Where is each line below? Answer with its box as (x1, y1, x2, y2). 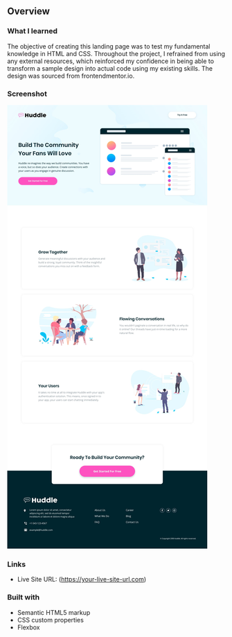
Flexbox (17, 623, 40, 631)
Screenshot (7, 89, 47, 98)
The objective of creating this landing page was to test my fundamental (7, 42, 211, 51)
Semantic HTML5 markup (17, 608, 91, 616)
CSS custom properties (17, 616, 84, 624)
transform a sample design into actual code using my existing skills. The (7, 64, 213, 72)
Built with (7, 593, 40, 602)
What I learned (7, 26, 57, 36)
